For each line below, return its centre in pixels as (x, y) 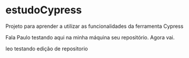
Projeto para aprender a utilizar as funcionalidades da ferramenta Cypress (94, 26)
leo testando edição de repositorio (47, 48)
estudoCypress (44, 10)
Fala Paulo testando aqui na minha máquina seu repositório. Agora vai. (90, 37)
